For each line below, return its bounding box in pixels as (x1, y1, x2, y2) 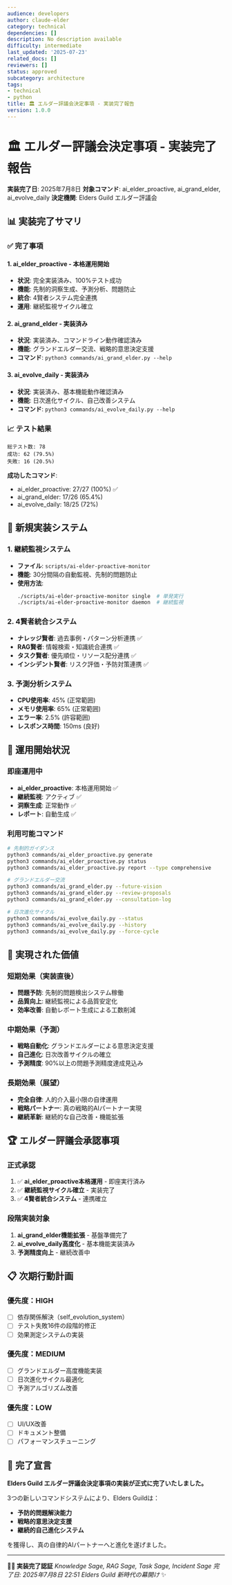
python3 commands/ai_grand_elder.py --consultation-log (7, 896, 171, 903)
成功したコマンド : (7, 471, 58, 479)
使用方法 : (17, 579, 43, 587)
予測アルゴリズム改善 (17, 1383, 78, 1392)
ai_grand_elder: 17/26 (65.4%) (17, 493, 104, 501)
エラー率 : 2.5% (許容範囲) (17, 713, 91, 721)
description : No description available (7, 36, 122, 43)
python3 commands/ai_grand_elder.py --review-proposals (7, 890, 171, 897)
